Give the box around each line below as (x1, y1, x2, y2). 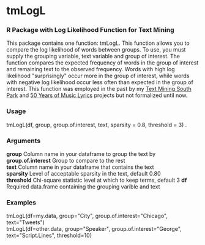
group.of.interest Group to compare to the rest (6, 157, 125, 165)
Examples (6, 198, 37, 206)
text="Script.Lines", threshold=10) (6, 231, 92, 239)
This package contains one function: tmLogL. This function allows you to (6, 39, 190, 47)
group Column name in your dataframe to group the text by (6, 150, 156, 158)
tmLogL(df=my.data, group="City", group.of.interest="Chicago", (6, 212, 168, 220)
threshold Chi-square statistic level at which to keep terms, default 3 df (6, 176, 187, 184)
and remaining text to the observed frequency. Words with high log (6, 66, 176, 73)
